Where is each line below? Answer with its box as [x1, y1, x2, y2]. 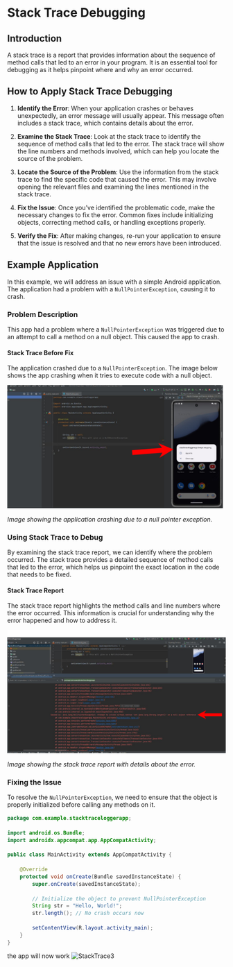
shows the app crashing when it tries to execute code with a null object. [7, 371, 213, 379]
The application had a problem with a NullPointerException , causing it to [7, 284, 216, 293]
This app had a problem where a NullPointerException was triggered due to [7, 325, 225, 334]
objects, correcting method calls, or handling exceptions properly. [17, 218, 206, 226]
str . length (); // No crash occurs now [32, 910, 144, 917]
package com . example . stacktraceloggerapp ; [7, 814, 132, 821]
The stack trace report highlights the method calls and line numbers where [7, 601, 221, 610]
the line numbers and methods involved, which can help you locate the [17, 147, 220, 155]
